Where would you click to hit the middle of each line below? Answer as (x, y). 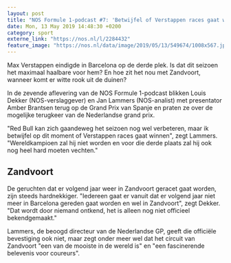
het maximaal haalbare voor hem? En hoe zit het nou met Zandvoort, (104, 72)
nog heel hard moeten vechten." (53, 150)
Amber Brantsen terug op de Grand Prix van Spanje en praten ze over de (110, 108)
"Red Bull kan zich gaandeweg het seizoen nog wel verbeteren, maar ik (108, 128)
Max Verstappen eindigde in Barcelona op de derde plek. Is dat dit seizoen (113, 65)
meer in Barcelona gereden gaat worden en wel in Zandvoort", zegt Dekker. (114, 203)
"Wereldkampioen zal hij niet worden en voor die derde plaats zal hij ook (109, 143)
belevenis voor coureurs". (44, 253)
